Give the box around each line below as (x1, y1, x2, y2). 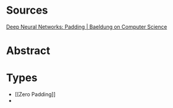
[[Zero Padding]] (14, 91, 56, 98)
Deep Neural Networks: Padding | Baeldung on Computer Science (6, 23, 168, 30)
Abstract (6, 44, 50, 58)
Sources (6, 4, 49, 17)
